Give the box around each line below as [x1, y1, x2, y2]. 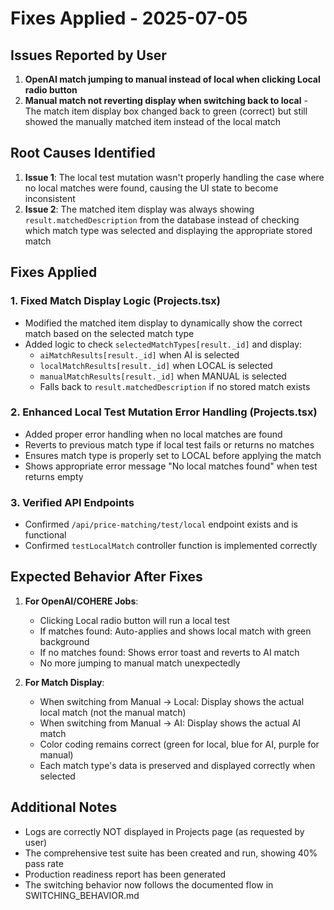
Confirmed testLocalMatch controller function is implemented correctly [24, 540, 318, 552]
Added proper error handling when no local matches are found [24, 428, 283, 440]
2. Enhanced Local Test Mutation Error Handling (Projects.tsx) [10, 405, 318, 419]
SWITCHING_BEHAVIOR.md [24, 889, 140, 901]
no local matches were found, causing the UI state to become [24, 182, 279, 194]
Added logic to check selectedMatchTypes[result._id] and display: [24, 338, 303, 350]
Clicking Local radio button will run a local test [39, 614, 230, 626]
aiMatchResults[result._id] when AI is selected [39, 348, 240, 361]
